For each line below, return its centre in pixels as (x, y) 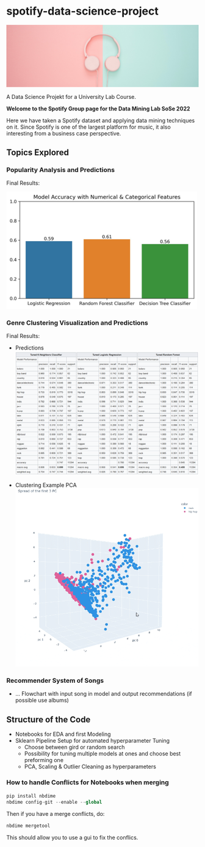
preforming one (44, 760)
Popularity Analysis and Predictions (60, 170)
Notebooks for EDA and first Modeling (63, 734)
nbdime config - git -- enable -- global (54, 802)
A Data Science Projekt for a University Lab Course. (71, 96)
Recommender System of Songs (55, 680)
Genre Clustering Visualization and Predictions (77, 323)
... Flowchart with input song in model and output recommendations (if (103, 694)
